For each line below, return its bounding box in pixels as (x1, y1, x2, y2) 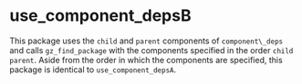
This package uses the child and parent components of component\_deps (9, 35, 284, 46)
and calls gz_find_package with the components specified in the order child (9, 44, 294, 55)
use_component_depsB (9, 5, 192, 26)
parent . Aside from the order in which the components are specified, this (9, 54, 283, 65)
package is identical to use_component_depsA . (9, 64, 177, 75)
